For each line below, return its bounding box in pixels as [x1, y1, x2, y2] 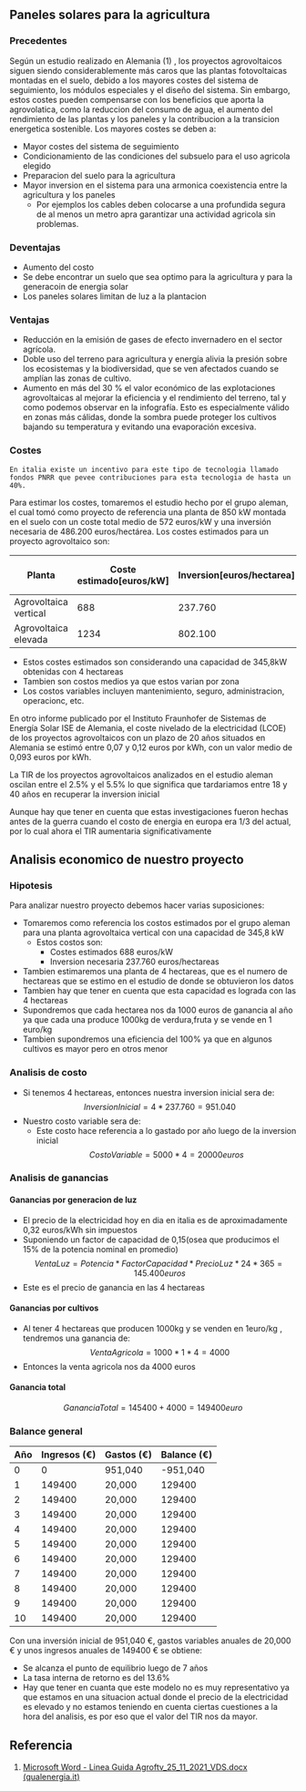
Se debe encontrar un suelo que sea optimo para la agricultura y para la [22, 271, 293, 282]
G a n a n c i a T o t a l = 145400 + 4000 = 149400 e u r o [63, 1403, 243, 1414]
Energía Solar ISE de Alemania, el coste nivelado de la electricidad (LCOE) [9, 722, 287, 733]
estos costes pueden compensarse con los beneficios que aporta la [9, 94, 264, 105]
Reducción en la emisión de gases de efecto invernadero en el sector [22, 335, 283, 345]
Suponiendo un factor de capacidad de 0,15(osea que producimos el [22, 1234, 280, 1245]
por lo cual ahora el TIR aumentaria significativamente [9, 825, 212, 837]
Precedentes [9, 35, 67, 47]
